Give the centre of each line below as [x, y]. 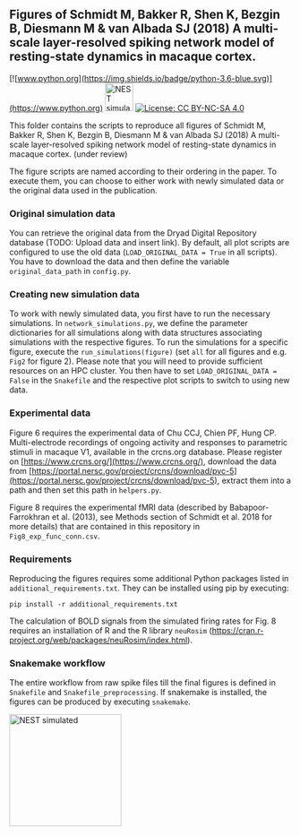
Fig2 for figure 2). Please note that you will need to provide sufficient [136, 361]
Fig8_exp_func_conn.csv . [55, 536]
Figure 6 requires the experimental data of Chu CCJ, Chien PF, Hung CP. [143, 433]
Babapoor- [249, 507]
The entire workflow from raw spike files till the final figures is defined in [142, 683]
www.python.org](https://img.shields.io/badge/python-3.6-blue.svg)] [145, 78]
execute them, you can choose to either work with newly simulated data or [147, 181]
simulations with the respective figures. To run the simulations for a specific [149, 342]
